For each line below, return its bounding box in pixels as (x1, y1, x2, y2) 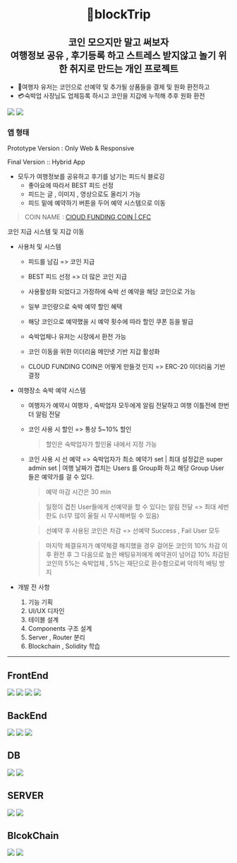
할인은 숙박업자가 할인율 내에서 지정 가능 (45, 440, 157, 449)
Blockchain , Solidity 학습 (28, 642, 101, 651)
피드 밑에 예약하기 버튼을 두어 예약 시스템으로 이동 (28, 199, 166, 207)
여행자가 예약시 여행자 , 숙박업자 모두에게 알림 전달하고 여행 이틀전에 (28, 402, 217, 410)
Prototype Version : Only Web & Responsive (7, 144, 135, 152)
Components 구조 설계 (28, 624, 92, 633)
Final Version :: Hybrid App (7, 158, 85, 167)
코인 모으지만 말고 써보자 (68, 36, 169, 48)
